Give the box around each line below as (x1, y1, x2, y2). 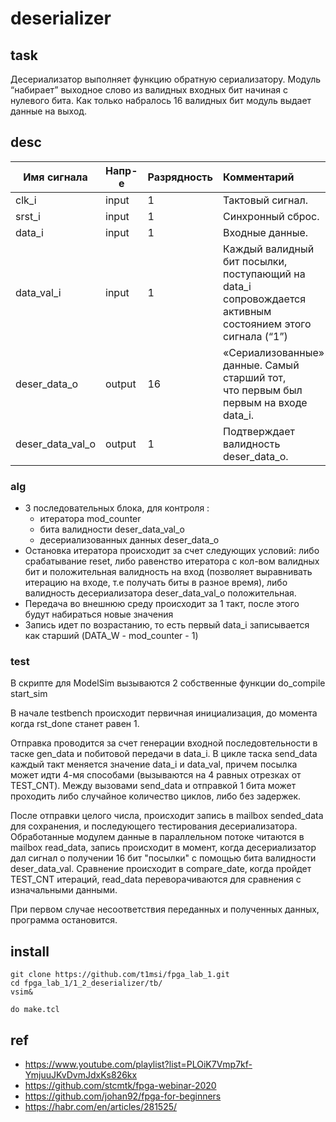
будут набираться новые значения (24, 608, 174, 621)
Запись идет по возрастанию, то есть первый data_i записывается (24, 619, 310, 631)
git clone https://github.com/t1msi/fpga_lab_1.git (10, 970, 230, 980)
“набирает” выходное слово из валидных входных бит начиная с (10, 84, 288, 96)
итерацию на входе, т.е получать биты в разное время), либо (24, 577, 288, 589)
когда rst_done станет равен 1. (10, 718, 140, 730)
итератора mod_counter (39, 513, 142, 525)
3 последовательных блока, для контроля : (24, 502, 210, 514)
